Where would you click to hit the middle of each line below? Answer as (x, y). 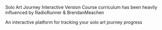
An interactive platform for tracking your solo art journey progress (74, 22)
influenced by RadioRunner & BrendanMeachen (55, 12)
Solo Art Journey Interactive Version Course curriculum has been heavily (81, 7)
